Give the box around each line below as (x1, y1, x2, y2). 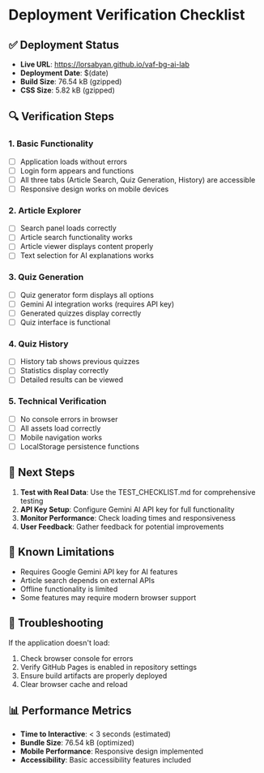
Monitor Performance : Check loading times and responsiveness (19, 513, 236, 522)
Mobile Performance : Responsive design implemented (19, 746, 204, 756)
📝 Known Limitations (8, 545, 115, 559)
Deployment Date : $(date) (19, 68, 109, 78)
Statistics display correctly (19, 366, 109, 376)
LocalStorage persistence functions (19, 442, 140, 451)
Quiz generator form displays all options (19, 290, 154, 299)
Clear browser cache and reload (19, 679, 128, 689)
